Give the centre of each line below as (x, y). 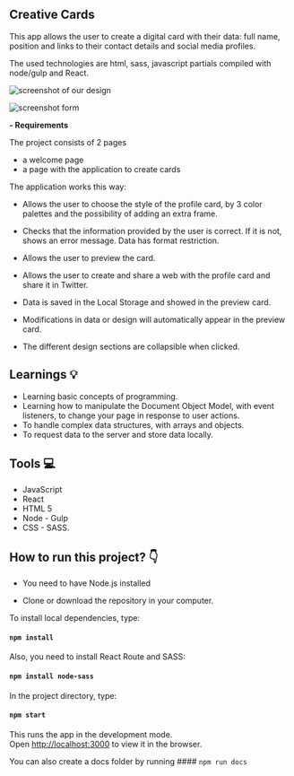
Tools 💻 (33, 464)
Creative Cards (52, 15)
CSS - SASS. (46, 528)
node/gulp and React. (49, 73)
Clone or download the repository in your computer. (118, 601)
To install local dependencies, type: (75, 618)
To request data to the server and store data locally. (117, 434)
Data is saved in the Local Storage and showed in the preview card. (147, 302)
